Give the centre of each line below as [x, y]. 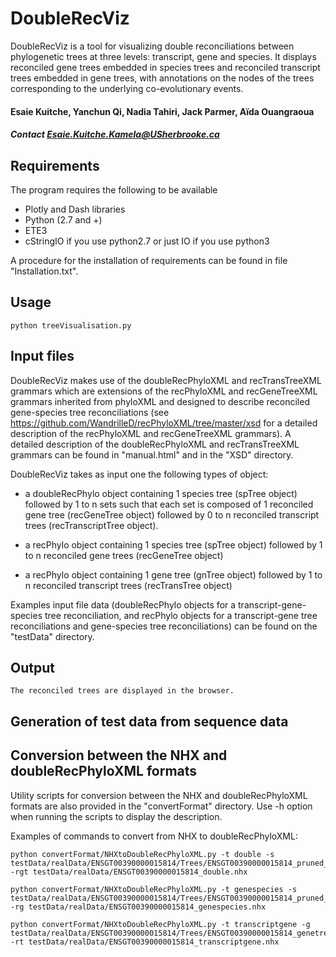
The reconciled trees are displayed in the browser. [122, 691]
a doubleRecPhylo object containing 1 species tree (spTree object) [161, 493]
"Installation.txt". [44, 271]
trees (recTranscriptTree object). [91, 525]
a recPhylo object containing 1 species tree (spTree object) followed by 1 [173, 544]
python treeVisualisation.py [71, 325]
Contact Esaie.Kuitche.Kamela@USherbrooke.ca [115, 134]
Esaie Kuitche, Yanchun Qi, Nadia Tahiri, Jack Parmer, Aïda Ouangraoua [162, 111]
